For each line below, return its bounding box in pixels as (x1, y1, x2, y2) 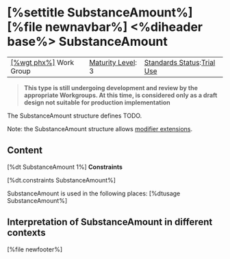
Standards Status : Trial (144, 57, 216, 67)
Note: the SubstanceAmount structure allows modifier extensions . (7, 124, 193, 133)
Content (7, 145, 43, 156)
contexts (7, 227, 46, 238)
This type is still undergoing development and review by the (23, 83, 199, 92)
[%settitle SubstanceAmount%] (7, 5, 193, 21)
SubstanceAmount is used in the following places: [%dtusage (7, 189, 181, 197)
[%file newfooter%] (7, 245, 63, 254)
